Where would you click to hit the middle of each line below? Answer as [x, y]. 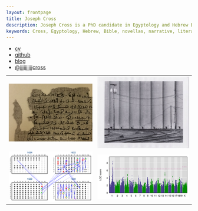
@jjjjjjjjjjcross [30, 67]
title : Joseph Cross [32, 19]
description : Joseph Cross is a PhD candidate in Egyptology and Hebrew [97, 25]
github [22, 55]
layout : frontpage [29, 12]
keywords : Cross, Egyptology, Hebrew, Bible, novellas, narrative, [91, 31]
